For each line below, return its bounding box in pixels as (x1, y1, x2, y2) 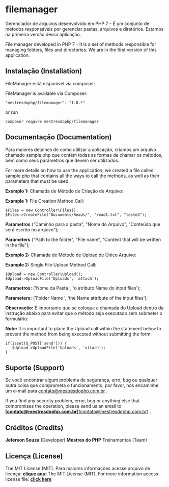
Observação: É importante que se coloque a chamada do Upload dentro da (5, 305, 164, 311)
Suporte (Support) (5, 363, 65, 372)
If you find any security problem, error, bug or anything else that (5, 398, 140, 404)
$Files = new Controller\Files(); (5, 208, 79, 213)
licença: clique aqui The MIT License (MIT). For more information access (5, 471, 159, 477)
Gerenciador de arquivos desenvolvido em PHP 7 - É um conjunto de (5, 20, 150, 27)
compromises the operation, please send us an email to (5, 403, 122, 409)
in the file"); (5, 241, 30, 248)
